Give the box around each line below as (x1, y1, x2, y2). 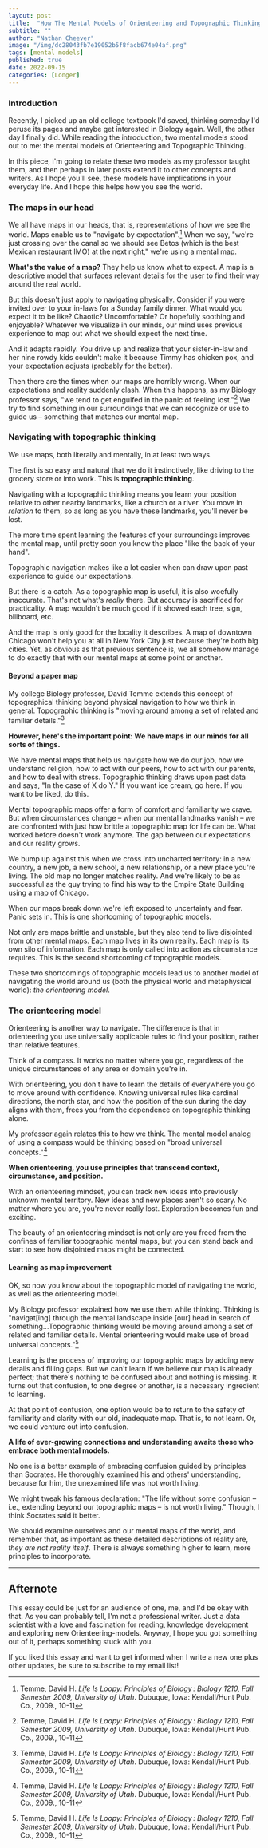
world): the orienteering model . (8, 985, 110, 995)
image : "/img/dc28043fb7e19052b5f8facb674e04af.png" (8, 42, 187, 49)
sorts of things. (8, 739, 61, 749)
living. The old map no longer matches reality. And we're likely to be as (8, 871, 241, 880)
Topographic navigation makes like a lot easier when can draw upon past (8, 562, 249, 572)
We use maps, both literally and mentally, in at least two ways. (8, 449, 213, 459)
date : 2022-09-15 (8, 64, 66, 72)
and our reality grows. (8, 838, 81, 848)
